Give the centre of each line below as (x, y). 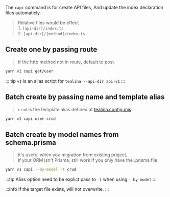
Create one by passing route (51, 50)
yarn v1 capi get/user (29, 71)
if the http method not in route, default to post (66, 62)
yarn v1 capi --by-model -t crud (41, 170)
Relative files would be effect (48, 23)
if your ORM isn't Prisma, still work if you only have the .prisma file (88, 160)
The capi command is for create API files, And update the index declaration (84, 7)
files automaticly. (23, 13)
